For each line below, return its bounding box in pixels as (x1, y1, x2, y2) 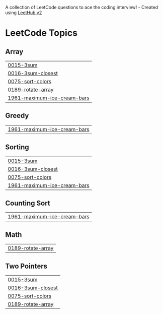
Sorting (5, 143, 29, 152)
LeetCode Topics (5, 27, 78, 39)
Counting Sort (5, 199, 50, 208)
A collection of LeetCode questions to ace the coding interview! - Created (5, 5, 158, 10)
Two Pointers (5, 262, 48, 270)
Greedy (5, 111, 29, 120)
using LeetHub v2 (5, 10, 42, 16)
